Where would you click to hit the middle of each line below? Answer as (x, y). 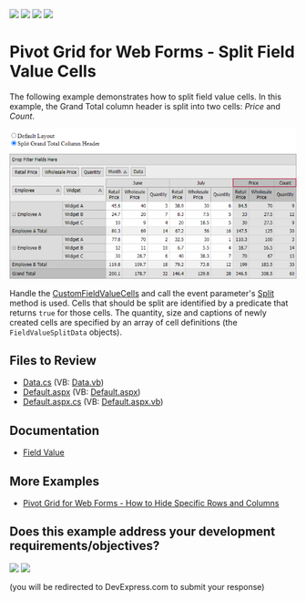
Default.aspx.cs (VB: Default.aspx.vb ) (93, 402)
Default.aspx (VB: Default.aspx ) (82, 392)
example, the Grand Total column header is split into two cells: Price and (145, 106)
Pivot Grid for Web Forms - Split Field (152, 52)
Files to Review (53, 360)
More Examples (55, 481)
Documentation (55, 430)
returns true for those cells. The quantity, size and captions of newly (138, 312)
